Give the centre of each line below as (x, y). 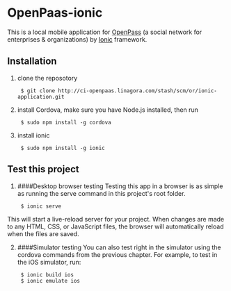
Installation (32, 61)
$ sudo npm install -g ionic (63, 148)
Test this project (43, 169)
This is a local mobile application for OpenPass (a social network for (105, 32)
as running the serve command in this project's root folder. (101, 193)
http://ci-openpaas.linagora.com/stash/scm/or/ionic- (137, 91)
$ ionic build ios (47, 275)
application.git (41, 97)
